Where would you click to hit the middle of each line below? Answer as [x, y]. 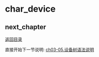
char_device [30, 9]
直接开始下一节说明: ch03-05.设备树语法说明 [49, 49]
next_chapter [25, 27]
